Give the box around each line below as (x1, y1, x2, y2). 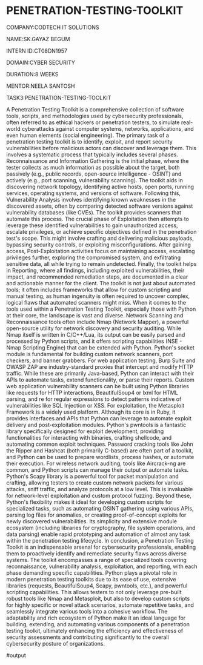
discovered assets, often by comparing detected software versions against (6, 202, 193, 210)
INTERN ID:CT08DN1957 (6, 47, 68, 55)
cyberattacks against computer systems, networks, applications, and (21, 125, 194, 132)
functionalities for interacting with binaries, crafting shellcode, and (6, 434, 172, 441)
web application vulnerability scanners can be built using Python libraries (6, 382, 189, 389)
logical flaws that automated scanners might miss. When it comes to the (6, 299, 187, 306)
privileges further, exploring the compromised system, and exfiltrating (6, 254, 181, 261)
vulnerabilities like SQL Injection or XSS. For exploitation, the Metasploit (6, 402, 185, 409)
